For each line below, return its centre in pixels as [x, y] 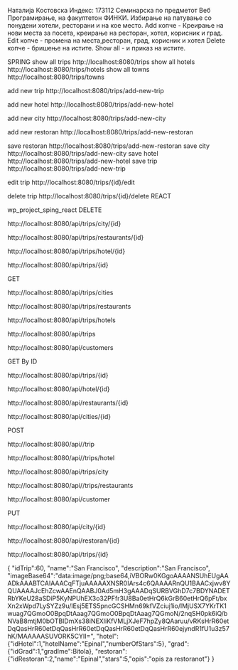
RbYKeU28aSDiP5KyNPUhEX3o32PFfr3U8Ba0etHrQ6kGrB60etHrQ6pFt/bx [117, 598]
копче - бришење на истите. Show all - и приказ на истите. [97, 48]
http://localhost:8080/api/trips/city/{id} [64, 224]
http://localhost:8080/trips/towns [56, 77]
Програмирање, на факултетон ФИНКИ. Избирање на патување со [109, 18]
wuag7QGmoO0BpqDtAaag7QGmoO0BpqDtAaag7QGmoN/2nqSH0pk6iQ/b [118, 613]
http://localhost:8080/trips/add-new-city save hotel [83, 153]
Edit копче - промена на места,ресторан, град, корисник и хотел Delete [117, 41]
